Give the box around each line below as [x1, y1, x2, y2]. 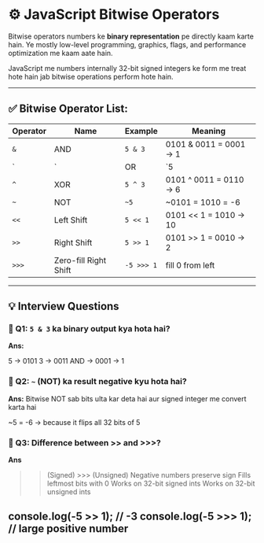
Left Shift [53, 214, 88, 225]
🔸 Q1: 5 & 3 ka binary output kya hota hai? [8, 323, 170, 334]
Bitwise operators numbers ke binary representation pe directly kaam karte [8, 31, 254, 41]
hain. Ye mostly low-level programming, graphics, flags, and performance [8, 39, 247, 49]
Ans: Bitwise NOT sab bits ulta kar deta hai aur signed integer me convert [8, 393, 247, 403]
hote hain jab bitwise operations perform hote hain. [8, 72, 174, 81]
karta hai [8, 402, 37, 412]
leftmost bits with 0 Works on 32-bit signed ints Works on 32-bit [46, 478, 255, 489]
